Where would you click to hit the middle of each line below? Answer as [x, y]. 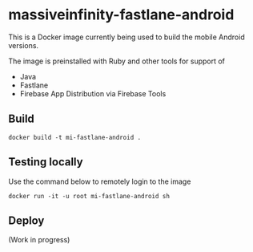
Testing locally [46, 162]
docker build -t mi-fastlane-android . [75, 137]
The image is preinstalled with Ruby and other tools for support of [117, 61]
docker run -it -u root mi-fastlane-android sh [89, 196]
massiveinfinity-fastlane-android [121, 15]
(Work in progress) [39, 240]
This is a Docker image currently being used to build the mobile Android [127, 37]
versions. [23, 45]
